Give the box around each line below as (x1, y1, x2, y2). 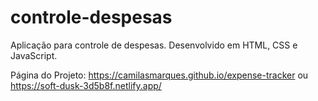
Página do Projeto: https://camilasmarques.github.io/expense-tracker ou (10, 69, 309, 81)
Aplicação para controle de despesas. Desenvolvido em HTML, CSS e (10, 39, 298, 51)
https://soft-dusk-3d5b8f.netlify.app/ (10, 79, 162, 91)
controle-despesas (10, 6, 173, 29)
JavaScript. (10, 49, 58, 61)
